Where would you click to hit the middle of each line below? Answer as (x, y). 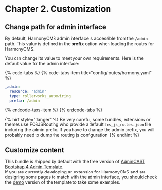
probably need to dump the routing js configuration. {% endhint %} (72, 135)
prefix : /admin (25, 101)
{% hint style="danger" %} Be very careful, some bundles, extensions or (78, 119)
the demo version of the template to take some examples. (63, 182)
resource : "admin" (28, 91)
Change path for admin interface (55, 27)
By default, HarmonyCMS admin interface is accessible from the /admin (77, 38)
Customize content (35, 150)
